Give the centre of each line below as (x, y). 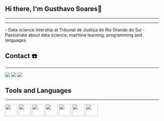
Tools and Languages (38, 91)
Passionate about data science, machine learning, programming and (74, 35)
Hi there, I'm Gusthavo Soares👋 (54, 9)
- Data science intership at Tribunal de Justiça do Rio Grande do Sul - (75, 30)
